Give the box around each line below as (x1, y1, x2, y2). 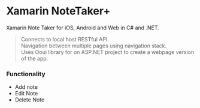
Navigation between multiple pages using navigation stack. (20, 42, 167, 49)
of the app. (20, 55, 49, 62)
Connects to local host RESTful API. (20, 35, 109, 43)
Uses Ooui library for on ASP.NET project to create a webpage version (20, 48, 195, 55)
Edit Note (14, 90, 38, 97)
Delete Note (14, 96, 45, 103)
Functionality (6, 70, 46, 78)
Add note (14, 83, 38, 91)
